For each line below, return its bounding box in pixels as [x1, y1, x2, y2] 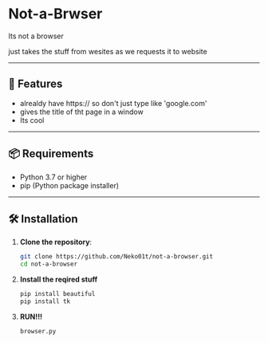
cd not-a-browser [19, 260, 78, 268]
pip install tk [19, 298, 71, 306]
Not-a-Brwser [8, 5, 103, 23]
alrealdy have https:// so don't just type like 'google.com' [19, 98, 207, 108]
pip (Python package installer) [19, 180, 120, 190]
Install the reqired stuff [19, 274, 98, 284]
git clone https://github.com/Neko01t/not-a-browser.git [19, 253, 214, 261]
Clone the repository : [19, 237, 93, 247]
